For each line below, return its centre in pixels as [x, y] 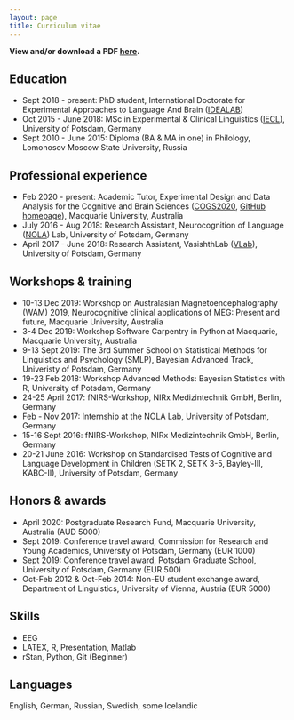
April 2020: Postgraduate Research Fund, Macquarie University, [139, 522]
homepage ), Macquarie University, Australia [103, 216]
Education [38, 79]
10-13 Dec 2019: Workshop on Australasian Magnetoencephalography [150, 302]
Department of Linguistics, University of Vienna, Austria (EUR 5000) [146, 588]
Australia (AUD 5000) [61, 532]
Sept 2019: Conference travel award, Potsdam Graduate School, [139, 560]
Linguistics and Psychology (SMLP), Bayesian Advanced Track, [138, 359]
